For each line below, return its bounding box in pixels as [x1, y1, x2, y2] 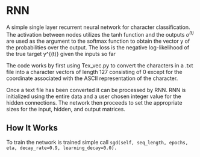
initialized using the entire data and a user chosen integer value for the [6, 93, 182, 100]
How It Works [6, 123, 58, 133]
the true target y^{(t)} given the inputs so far [6, 50, 116, 57]
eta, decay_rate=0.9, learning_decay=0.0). [6, 145, 117, 151]
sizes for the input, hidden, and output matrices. [6, 105, 125, 112]
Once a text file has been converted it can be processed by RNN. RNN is [6, 86, 186, 93]
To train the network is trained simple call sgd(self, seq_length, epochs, [6, 139, 189, 146]
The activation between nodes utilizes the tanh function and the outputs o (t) [6, 29, 194, 38]
